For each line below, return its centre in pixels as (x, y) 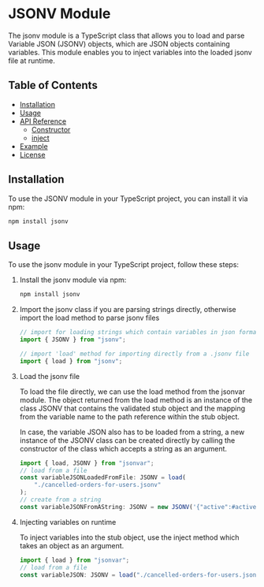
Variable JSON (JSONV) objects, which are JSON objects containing (119, 43)
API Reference (43, 121)
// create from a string (60, 500)
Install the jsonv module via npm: (73, 280)
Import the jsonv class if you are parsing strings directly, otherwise (128, 310)
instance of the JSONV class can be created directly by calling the (127, 440)
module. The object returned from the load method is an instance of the (136, 399)
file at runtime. (32, 61)
